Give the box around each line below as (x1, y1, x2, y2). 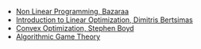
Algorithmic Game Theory (15, 32, 101, 41)
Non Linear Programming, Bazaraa (15, 7, 129, 16)
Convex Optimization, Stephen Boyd (15, 24, 134, 32)
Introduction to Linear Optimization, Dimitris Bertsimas (15, 15, 193, 24)
